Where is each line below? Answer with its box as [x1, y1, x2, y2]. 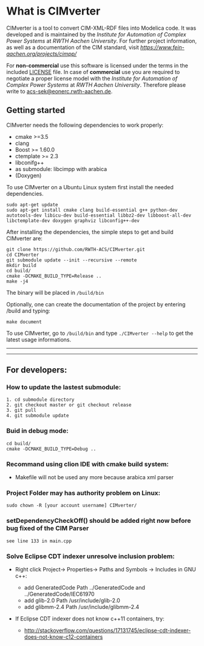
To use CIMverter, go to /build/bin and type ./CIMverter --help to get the [6, 329, 194, 337]
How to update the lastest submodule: [6, 383, 121, 392]
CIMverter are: [6, 235, 42, 242]
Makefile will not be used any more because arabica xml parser [15, 474, 174, 481]
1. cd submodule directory [6, 397, 75, 403]
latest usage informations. [6, 335, 72, 343]
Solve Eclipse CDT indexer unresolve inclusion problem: [6, 552, 175, 560]
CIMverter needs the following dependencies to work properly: [6, 121, 164, 129]
